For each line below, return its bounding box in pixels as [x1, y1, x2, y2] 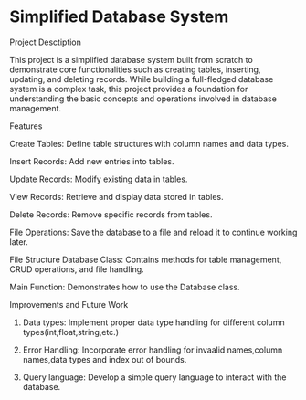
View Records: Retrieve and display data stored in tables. [9, 191, 224, 202]
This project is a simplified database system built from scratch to [9, 54, 253, 65]
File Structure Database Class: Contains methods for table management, [9, 254, 282, 265]
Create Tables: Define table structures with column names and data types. [9, 138, 290, 149]
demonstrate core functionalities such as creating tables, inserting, [9, 64, 261, 75]
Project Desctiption [9, 37, 82, 47]
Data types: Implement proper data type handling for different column [22, 317, 285, 328]
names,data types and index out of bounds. [22, 353, 187, 364]
